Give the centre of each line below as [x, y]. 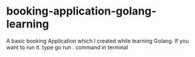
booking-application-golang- [81, 11]
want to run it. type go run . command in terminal [67, 47]
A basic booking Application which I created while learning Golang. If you [97, 41]
